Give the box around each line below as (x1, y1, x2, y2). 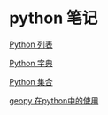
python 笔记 (9, 8, 98, 28)
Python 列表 (9, 39, 53, 50)
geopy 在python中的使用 (9, 95, 99, 106)
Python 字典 (9, 57, 53, 68)
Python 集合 (9, 76, 53, 87)
